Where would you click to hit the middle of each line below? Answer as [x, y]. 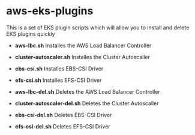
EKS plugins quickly [31, 33]
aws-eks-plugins [50, 11]
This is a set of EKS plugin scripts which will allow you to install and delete [98, 27]
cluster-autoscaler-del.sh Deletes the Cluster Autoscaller [87, 103]
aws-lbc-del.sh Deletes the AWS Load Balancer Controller [87, 91]
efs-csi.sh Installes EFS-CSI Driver [58, 80]
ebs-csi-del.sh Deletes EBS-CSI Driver [63, 115]
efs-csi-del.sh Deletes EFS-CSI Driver [63, 126]
